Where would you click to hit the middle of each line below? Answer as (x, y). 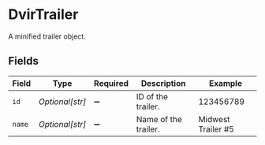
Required (111, 83)
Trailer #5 (216, 129)
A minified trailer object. (47, 36)
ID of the (152, 96)
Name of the (159, 119)
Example (226, 83)
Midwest (214, 119)
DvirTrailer (43, 15)
